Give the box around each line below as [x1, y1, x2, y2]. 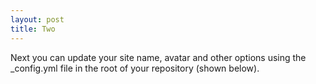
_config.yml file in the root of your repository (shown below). [10, 62, 260, 74]
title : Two [10, 24, 56, 34]
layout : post [10, 14, 65, 25]
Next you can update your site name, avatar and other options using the [10, 51, 307, 63]
